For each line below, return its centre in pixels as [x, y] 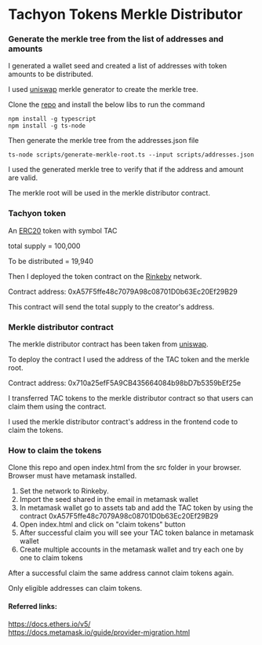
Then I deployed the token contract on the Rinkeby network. [105, 276]
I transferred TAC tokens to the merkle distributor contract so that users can [131, 398]
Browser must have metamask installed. [73, 476]
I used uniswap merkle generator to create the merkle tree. [103, 90]
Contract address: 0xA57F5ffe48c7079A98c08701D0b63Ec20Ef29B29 [123, 291]
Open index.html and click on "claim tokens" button [102, 525]
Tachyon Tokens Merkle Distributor [126, 15]
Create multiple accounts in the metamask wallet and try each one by [131, 550]
